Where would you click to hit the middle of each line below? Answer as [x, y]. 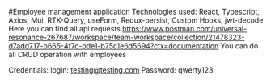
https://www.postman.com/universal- [185, 29]
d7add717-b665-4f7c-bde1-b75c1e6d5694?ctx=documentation [114, 46]
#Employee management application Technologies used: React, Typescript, [134, 12]
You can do [239, 46]
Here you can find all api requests [65, 29]
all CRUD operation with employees [68, 54]
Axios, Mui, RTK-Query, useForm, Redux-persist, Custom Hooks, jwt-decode [136, 20]
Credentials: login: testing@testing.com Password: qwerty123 [111, 70]
